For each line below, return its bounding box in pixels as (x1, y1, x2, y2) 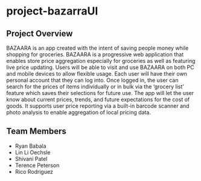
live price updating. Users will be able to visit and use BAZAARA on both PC (6, 64, 194, 71)
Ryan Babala (14, 142, 46, 150)
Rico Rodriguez (14, 168, 53, 175)
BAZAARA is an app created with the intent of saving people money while (6, 44, 189, 51)
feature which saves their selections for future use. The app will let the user (6, 90, 194, 96)
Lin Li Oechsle (14, 148, 51, 156)
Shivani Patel (14, 155, 48, 162)
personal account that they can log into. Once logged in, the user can (6, 77, 179, 84)
